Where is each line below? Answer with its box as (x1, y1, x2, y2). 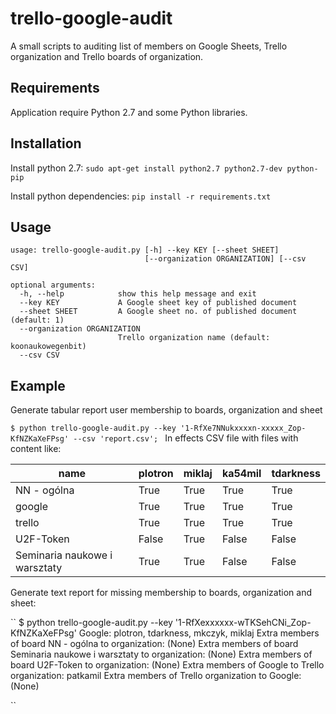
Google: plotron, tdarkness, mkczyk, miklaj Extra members (78, 627, 320, 639)
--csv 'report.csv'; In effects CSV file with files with (73, 432, 299, 444)
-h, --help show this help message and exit (19, 289, 257, 299)
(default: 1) (10, 315, 65, 326)
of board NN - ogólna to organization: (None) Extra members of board (10, 638, 299, 650)
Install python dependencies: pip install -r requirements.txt (10, 190, 272, 202)
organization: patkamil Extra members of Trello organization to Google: (10, 670, 302, 682)
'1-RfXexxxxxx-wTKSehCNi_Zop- (174, 617, 312, 629)
